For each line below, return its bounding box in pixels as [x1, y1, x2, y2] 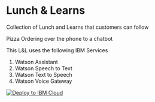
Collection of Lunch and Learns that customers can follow [6, 23, 149, 31]
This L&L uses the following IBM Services [6, 46, 108, 54]
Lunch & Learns [6, 4, 86, 17]
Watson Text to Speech [14, 71, 73, 78]
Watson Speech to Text [14, 64, 73, 72]
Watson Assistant [14, 58, 58, 65]
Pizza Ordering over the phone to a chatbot [6, 35, 113, 42]
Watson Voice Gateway [14, 77, 72, 85]
